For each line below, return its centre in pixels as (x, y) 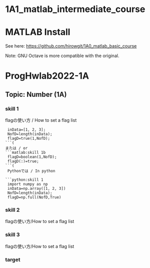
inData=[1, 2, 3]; (26, 130)
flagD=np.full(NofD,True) (34, 197)
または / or (16, 148)
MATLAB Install (38, 32)
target (13, 259)
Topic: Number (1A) (36, 94)
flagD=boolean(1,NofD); (32, 157)
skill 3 (12, 235)
